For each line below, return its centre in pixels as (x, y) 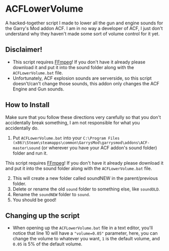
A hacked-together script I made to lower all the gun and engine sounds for (84, 23)
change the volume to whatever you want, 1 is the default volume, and (86, 239)
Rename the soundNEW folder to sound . (51, 194)
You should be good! (34, 200)
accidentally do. (22, 128)
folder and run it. (30, 153)
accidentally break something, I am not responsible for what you (73, 122)
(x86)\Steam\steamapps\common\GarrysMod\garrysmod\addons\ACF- (81, 143)
